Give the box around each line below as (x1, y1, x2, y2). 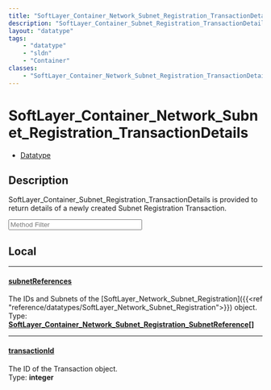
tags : (8, 34, 27, 43)
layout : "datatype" (8, 27, 74, 35)
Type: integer (8, 372, 54, 382)
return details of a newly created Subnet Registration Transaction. (8, 203, 227, 214)
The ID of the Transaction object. (8, 363, 119, 373)
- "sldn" (23, 49, 52, 57)
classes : (8, 64, 38, 73)
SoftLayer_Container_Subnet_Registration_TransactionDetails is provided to (8, 195, 258, 205)
